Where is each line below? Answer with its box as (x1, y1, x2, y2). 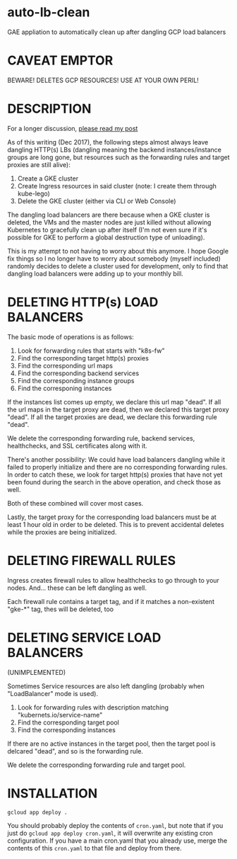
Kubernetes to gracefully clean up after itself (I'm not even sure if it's (7, 225, 207, 234)
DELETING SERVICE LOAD (7, 630, 162, 645)
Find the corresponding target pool (17, 718, 120, 727)
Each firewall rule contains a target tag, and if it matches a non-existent (7, 597, 215, 605)
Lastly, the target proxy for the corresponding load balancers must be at (7, 513, 217, 521)
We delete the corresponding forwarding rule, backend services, (7, 433, 195, 443)
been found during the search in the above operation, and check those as (7, 477, 221, 486)
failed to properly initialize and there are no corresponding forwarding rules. (7, 462, 228, 471)
